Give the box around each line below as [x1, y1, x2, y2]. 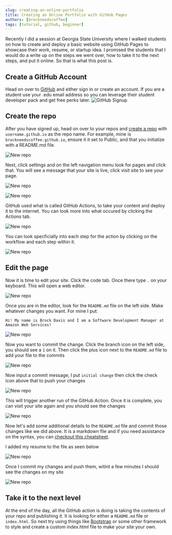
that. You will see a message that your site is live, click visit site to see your [5, 167, 164, 173]
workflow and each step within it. [5, 239, 75, 245]
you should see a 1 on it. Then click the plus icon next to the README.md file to [5, 347, 167, 353]
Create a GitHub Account [5, 72, 87, 81]
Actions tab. [5, 213, 31, 220]
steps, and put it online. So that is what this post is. [5, 57, 113, 64]
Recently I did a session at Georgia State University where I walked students [5, 36, 166, 42]
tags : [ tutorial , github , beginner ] [5, 22, 84, 27]
